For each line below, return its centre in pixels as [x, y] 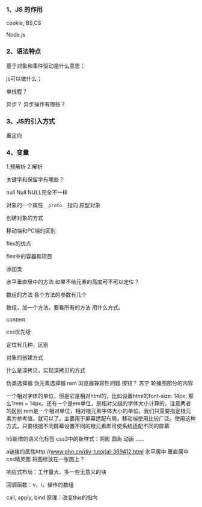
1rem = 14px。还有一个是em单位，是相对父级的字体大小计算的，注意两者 [101, 403]
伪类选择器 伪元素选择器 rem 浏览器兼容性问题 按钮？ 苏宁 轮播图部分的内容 [100, 383]
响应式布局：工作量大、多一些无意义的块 [56, 472]
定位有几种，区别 [27, 345]
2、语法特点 [24, 51]
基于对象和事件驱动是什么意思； [46, 66]
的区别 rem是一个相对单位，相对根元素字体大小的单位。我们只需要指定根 [96, 411]
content [16, 320]
